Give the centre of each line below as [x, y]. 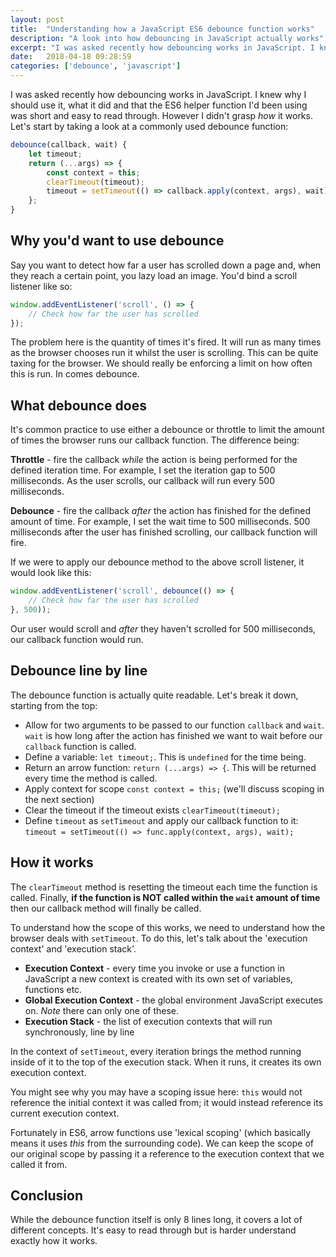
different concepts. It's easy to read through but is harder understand [153, 1230]
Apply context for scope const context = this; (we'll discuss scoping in [174, 788]
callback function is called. [80, 746]
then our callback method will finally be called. [106, 908]
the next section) [59, 799]
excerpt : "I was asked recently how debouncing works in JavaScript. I [162, 47]
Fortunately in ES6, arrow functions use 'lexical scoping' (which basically [161, 1132]
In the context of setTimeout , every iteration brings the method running [156, 1051]
